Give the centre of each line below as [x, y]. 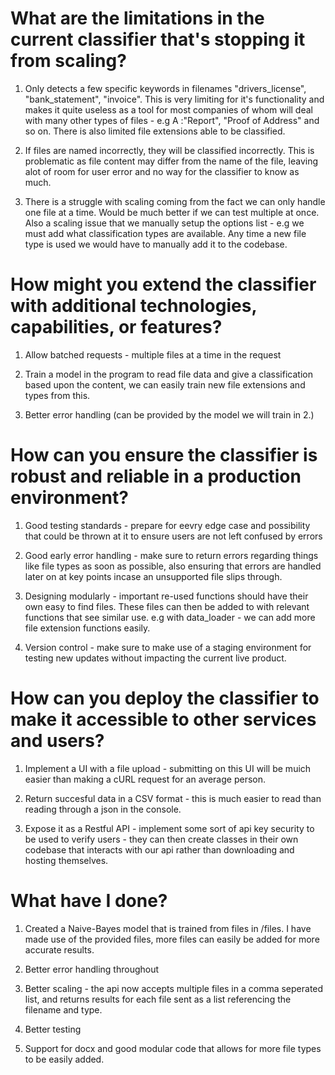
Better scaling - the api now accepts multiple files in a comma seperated [174, 988]
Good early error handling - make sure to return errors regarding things [171, 555]
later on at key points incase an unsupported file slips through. [153, 576]
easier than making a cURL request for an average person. [145, 779]
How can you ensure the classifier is [164, 455]
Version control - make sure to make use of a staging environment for [168, 647]
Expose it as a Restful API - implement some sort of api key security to [169, 828]
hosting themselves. [66, 860]
